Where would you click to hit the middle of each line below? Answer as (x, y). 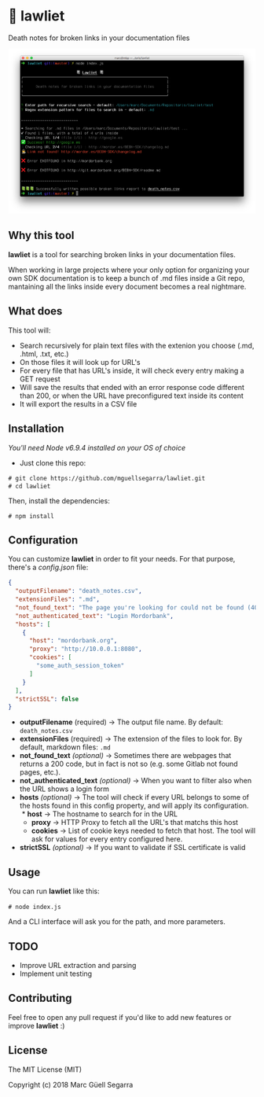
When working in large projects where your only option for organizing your (129, 270)
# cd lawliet (29, 486)
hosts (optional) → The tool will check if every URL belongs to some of (134, 797)
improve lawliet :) (37, 1025)
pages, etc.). (40, 772)
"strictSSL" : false (47, 699)
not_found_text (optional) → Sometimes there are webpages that (125, 756)
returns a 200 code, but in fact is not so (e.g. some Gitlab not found (128, 764)
